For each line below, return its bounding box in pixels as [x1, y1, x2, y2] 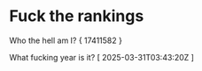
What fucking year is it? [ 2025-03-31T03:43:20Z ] [9, 52, 195, 62]
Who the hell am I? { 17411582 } [9, 35, 122, 46]
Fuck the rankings [9, 6, 144, 26]
